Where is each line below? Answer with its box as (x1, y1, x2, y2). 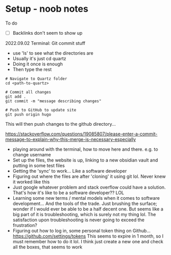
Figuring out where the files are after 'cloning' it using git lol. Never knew (12, 173, 166, 179)
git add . (5, 94, 27, 99)
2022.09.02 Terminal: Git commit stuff (5, 40, 86, 46)
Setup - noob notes (5, 3, 88, 15)
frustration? (12, 222, 37, 228)
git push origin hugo (5, 112, 52, 117)
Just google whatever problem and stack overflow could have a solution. (12, 184, 166, 190)
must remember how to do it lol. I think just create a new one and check (12, 239, 163, 244)
